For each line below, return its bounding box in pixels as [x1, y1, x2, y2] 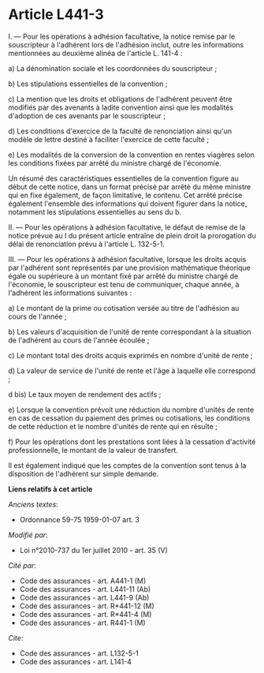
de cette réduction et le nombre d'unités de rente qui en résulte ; [8, 421, 218, 431]
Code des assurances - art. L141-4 [19, 656, 132, 666]
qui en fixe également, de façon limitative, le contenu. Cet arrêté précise [8, 190, 243, 200]
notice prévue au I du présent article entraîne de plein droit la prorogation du [8, 230, 256, 240]
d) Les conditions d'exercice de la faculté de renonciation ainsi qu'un [8, 126, 232, 136]
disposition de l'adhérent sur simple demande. [8, 469, 159, 478]
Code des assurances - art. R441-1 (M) [19, 618, 146, 627]
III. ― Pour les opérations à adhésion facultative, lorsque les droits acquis [8, 254, 247, 264]
